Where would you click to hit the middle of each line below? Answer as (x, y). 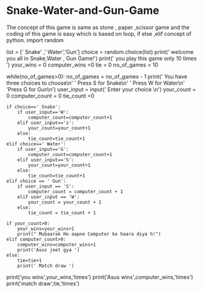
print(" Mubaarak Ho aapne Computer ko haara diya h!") (89, 234)
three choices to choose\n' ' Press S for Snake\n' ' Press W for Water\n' (95, 83)
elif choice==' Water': (36, 144)
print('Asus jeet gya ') (48, 250)
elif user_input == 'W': (48, 197)
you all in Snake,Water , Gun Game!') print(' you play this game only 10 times (101, 58)
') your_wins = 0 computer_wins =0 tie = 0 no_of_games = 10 (82, 65)
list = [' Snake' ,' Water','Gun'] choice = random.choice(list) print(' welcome (100, 51)
